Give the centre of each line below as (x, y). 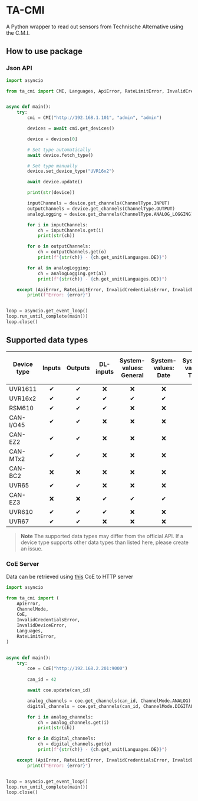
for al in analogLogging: (59, 268)
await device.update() (55, 182)
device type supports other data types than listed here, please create (105, 542)
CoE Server (23, 563)
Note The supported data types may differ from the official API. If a (102, 536)
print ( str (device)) (51, 193)
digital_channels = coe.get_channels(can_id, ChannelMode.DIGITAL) (112, 706)
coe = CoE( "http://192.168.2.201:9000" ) (77, 669)
